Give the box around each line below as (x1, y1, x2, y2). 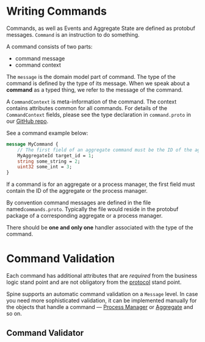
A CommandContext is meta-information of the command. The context (6, 98, 177, 105)
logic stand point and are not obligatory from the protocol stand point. (6, 278, 182, 286)
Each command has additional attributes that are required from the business (6, 272, 198, 280)
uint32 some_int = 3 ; (17, 164, 72, 170)
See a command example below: (6, 129, 88, 136)
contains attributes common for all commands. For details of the (6, 104, 168, 111)
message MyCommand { (6, 141, 59, 147)
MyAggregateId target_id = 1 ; (17, 152, 95, 158)
